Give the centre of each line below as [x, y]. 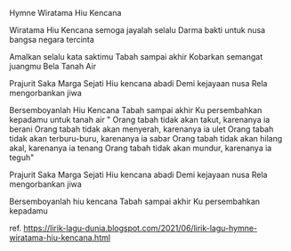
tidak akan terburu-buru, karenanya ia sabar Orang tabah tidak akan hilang [146, 138]
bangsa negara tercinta [52, 40]
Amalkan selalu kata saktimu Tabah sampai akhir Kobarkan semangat [136, 57]
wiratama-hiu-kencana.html [60, 238]
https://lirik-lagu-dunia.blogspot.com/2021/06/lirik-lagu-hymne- [141, 228]
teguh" [22, 158]
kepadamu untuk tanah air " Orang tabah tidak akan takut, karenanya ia [140, 120]
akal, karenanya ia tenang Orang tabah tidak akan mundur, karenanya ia [141, 148]
